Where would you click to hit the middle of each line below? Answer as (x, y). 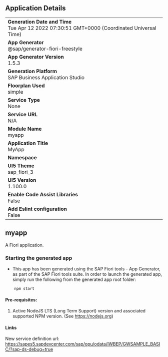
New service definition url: (32, 339)
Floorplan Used (26, 86)
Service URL (23, 114)
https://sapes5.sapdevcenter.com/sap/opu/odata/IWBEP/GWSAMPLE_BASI (83, 344)
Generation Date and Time (40, 22)
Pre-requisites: (21, 299)
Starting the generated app (39, 258)
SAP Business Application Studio (46, 77)
